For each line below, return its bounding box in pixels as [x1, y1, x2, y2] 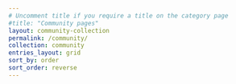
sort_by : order [8, 57, 60, 65]
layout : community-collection [8, 26, 110, 34]
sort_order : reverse [8, 64, 78, 72]
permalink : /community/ [8, 34, 89, 42]
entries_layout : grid [8, 49, 81, 57]
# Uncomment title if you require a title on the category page [8, 11, 229, 20]
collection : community [8, 42, 85, 50]
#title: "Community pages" [8, 19, 99, 27]
